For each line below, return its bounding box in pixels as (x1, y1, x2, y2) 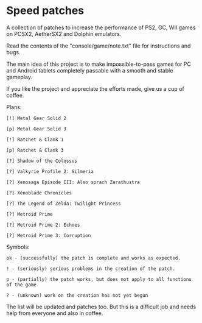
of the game (6, 282, 37, 288)
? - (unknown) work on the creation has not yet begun (6, 292, 148, 299)
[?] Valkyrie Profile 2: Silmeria (6, 168, 94, 174)
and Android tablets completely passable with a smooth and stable (6, 66, 173, 74)
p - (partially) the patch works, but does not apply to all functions (6, 276, 192, 282)
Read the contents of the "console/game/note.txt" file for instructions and (6, 42, 191, 49)
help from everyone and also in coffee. (6, 309, 103, 317)
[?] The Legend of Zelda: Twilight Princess (6, 201, 121, 207)
